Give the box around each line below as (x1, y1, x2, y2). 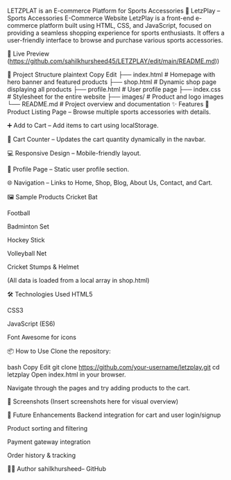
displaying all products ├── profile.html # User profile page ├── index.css (7, 85, 221, 93)
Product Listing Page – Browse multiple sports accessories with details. (7, 108, 212, 116)
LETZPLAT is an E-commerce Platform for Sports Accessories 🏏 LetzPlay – (7, 7, 221, 15)
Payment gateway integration (7, 438, 92, 446)
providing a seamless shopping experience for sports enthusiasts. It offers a (7, 28, 225, 37)
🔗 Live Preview (7, 49, 50, 58)
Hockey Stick (7, 236, 45, 244)
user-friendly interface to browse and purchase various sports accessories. (7, 36, 223, 44)
